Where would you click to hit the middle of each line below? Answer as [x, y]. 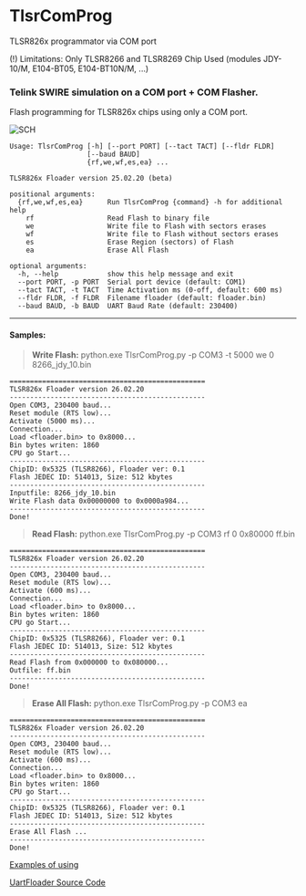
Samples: [28, 335]
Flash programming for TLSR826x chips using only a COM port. [129, 112]
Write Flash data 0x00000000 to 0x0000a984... [99, 501]
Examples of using [44, 865]
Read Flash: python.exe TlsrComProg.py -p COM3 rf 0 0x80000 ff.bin [163, 534]
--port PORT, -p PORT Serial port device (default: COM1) [132, 282]
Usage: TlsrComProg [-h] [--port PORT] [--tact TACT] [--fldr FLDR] [142, 147]
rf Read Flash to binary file [117, 219]
